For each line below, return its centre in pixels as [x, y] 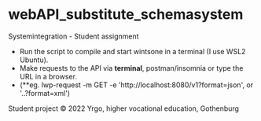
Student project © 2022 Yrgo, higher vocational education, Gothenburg [124, 108]
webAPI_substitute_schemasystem [126, 15]
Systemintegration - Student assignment [74, 36]
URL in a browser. [48, 76]
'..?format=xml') [45, 93]
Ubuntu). [34, 60]
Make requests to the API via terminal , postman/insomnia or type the [131, 68]
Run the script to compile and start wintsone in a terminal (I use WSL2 [132, 51]
